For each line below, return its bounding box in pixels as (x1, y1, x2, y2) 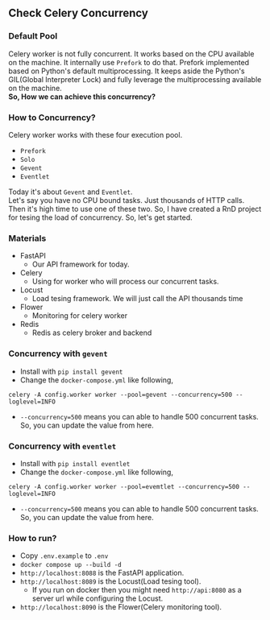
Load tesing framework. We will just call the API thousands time (31, 294, 243, 304)
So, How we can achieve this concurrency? (8, 92, 156, 101)
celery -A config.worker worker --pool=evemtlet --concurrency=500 (8, 482, 240, 490)
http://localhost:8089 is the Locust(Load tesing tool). (19, 577, 201, 586)
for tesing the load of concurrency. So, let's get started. (8, 213, 193, 222)
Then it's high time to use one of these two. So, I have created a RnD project (8, 204, 262, 213)
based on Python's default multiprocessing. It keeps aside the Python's (8, 66, 245, 76)
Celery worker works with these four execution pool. (8, 130, 183, 139)
